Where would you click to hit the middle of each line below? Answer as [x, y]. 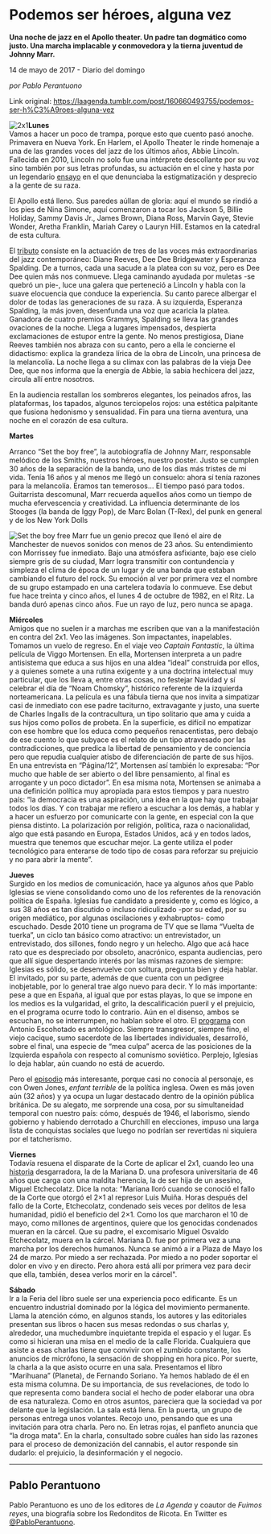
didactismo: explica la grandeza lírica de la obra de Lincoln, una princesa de [135, 353]
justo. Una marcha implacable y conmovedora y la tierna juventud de [126, 45]
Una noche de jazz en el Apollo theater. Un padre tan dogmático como [128, 37]
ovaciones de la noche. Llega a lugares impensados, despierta [113, 327]
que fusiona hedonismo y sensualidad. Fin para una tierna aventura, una [129, 412]
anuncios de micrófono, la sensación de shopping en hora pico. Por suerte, [133, 1358]
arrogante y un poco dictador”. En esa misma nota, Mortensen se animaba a [135, 782]
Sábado [22, 1290]
